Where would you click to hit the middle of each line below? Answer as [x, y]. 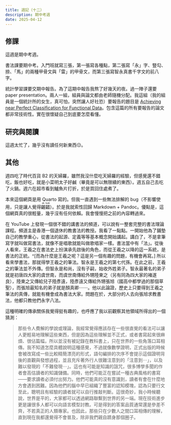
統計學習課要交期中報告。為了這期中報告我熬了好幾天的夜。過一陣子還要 [81, 89]
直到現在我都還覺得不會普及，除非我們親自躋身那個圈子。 [78, 417]
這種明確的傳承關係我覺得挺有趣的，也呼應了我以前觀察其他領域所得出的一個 [85, 311]
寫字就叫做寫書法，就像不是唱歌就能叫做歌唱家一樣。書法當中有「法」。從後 [84, 243]
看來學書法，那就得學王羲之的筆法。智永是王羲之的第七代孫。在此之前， [81, 262]
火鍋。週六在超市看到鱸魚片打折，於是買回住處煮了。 [65, 188]
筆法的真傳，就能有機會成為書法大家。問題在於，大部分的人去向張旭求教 [81, 294]
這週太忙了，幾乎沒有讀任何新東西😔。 [46, 145]
